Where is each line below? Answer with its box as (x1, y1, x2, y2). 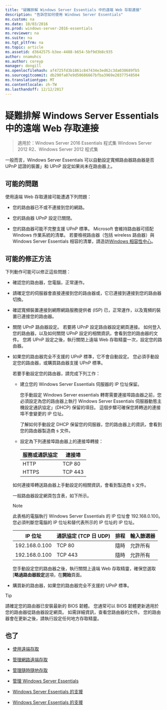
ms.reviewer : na (5, 31, 39, 36)
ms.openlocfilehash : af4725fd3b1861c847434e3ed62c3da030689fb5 (5, 68, 140, 73)
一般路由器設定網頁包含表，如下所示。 (12, 493, 91, 499)
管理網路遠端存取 (12, 656, 48, 662)
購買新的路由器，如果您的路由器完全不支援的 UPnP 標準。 (12, 582, 132, 588)
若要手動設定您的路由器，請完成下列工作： (12, 370, 100, 377)
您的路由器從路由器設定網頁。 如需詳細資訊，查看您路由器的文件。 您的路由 (5, 609, 161, 616)
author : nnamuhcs (5, 54, 41, 59)
